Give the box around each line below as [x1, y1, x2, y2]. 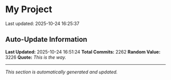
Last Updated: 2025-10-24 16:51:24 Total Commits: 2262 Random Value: [5, 48, 161, 55]
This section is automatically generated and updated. [5, 69, 118, 75]
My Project [5, 4, 52, 15]
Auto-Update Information [5, 35, 88, 44]
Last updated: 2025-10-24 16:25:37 [5, 20, 80, 26]
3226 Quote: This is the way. [5, 54, 66, 60]
